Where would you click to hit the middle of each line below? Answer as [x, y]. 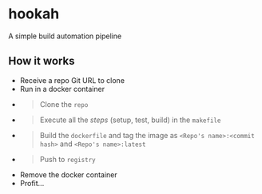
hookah [34, 14]
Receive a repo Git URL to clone [72, 80]
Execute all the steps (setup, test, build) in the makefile [130, 120]
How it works [42, 61]
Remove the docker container [68, 174]
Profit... [32, 183]
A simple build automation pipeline [65, 36]
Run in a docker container [62, 89]
